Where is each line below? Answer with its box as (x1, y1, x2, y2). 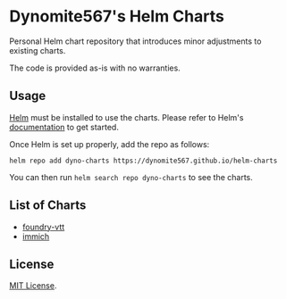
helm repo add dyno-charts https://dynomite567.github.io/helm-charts (9, 156, 278, 165)
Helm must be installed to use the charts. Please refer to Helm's (9, 112, 244, 122)
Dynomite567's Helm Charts (9, 6, 225, 27)
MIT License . (9, 280, 57, 291)
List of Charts (9, 198, 87, 213)
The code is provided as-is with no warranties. (9, 62, 181, 73)
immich (21, 230, 50, 242)
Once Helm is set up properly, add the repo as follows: (9, 138, 210, 149)
